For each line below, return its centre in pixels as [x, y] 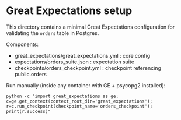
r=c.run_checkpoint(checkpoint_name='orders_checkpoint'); [79, 106]
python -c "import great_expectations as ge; [62, 96]
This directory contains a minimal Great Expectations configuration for [90, 27]
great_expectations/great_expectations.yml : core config [82, 55]
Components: [22, 44]
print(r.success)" [28, 111]
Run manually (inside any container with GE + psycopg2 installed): [86, 85]
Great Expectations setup [69, 11]
